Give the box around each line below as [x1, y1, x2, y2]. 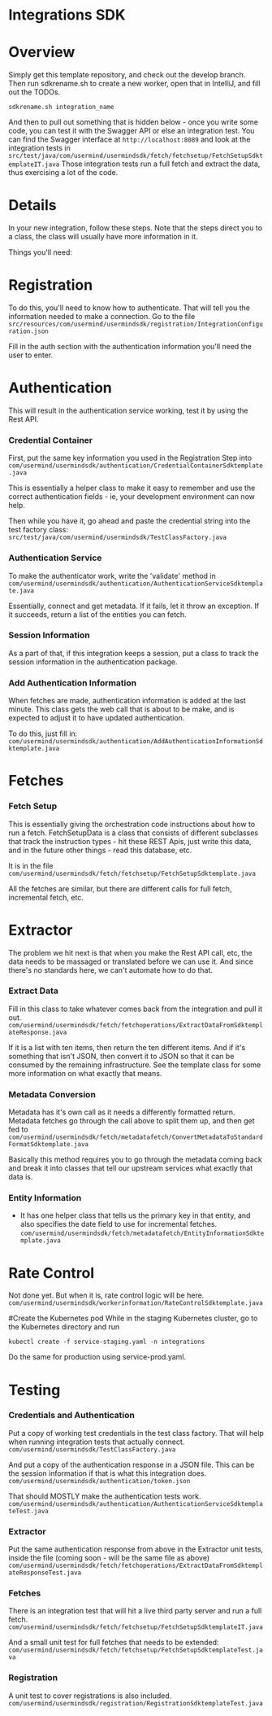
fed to [8, 1125, 28, 1135]
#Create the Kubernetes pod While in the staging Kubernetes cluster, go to [8, 1313, 258, 1324]
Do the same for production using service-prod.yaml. [8, 1352, 187, 1362]
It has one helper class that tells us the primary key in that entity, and [19, 1210, 251, 1220]
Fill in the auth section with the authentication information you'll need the [8, 342, 252, 351]
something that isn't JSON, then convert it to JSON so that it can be [8, 1051, 235, 1061]
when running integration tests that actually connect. [8, 1437, 185, 1447]
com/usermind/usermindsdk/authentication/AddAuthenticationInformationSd [8, 738, 264, 746]
